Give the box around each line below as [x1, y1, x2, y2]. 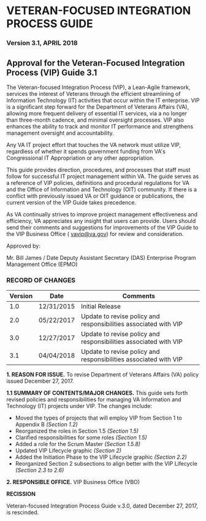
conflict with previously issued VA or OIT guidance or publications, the [6, 192, 185, 200]
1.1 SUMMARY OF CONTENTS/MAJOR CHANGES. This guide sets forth [6, 390, 188, 397]
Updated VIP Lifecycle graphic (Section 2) [15, 447, 121, 455]
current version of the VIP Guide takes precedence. [6, 198, 137, 206]
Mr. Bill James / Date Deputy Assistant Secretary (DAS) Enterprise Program [6, 254, 196, 261]
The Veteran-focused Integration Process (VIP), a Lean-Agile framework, [6, 84, 191, 91]
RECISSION [6, 490, 36, 498]
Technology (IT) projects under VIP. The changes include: [6, 402, 152, 410]
